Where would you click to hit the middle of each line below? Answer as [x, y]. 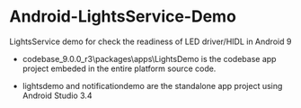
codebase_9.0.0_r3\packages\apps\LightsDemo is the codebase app [149, 58]
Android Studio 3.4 [57, 95]
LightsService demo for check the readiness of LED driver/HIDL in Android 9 [150, 41]
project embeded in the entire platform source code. [119, 68]
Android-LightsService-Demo [123, 17]
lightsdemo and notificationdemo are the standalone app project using [152, 85]
